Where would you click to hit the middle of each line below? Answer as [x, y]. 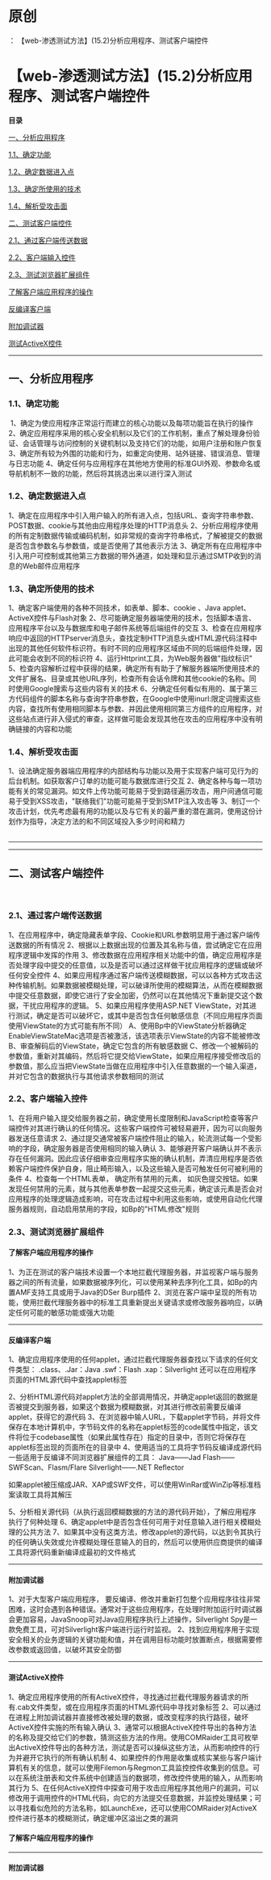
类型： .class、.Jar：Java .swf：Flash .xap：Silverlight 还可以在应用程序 [135, 1370]
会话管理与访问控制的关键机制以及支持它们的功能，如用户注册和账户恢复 [142, 443]
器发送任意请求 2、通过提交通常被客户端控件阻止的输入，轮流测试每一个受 [132, 1138]
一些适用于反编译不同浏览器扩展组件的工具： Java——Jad [105, 1458]
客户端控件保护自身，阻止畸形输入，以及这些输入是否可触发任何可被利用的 [139, 1169]
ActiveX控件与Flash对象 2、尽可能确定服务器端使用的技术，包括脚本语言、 [132, 618]
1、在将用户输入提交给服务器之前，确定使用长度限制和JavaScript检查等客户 [133, 1118]
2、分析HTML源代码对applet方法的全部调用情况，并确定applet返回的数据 [130, 1397]
